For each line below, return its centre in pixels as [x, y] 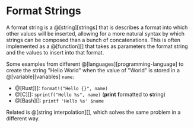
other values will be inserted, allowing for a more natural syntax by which [96, 33]
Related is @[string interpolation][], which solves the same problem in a [93, 112]
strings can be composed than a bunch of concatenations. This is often [93, 40]
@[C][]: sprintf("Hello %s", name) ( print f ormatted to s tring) [90, 94]
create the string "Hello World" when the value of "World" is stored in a [93, 70]
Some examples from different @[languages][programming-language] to [95, 64]
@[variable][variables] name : [40, 76]
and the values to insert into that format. [55, 52]
